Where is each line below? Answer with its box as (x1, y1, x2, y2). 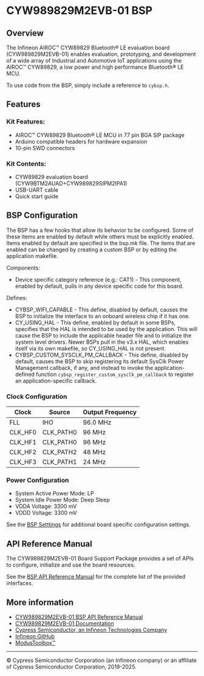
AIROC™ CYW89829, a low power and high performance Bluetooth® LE (6, 63, 184, 71)
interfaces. (6, 579, 33, 587)
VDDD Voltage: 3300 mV (15, 509, 77, 517)
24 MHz (83, 458, 106, 466)
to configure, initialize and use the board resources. (6, 561, 135, 569)
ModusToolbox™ (15, 639, 56, 647)
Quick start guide (15, 192, 59, 200)
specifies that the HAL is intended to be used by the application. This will (15, 325, 197, 332)
